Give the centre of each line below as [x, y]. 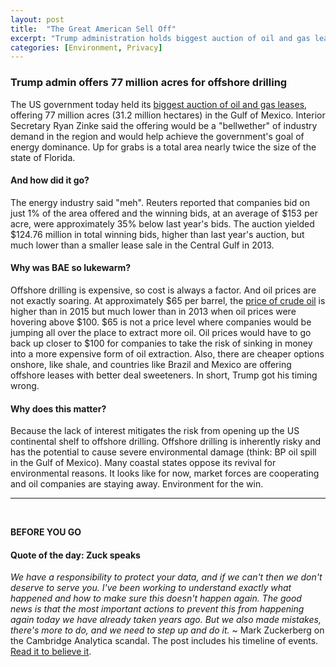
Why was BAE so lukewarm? [71, 268]
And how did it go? [50, 180]
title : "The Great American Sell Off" [93, 29]
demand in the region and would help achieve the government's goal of [157, 136]
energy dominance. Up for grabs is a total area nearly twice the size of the [163, 147]
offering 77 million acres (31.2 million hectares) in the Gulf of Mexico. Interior [168, 115]
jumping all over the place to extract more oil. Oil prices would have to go [161, 332]
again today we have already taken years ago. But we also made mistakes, [166, 620]
